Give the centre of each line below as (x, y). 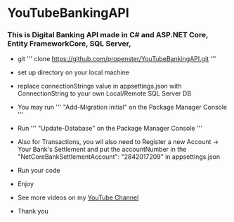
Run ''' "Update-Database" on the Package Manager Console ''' (110, 129)
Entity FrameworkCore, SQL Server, (69, 44)
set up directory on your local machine (73, 72)
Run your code (39, 171)
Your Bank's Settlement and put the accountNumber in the (102, 150)
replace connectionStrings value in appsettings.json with (99, 86)
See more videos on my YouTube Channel (78, 197)
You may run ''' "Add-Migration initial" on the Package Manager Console (122, 107)
